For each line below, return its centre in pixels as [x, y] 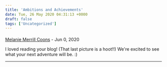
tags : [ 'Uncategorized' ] [31, 24]
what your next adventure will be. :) [42, 54]
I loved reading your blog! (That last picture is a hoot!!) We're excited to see [82, 49]
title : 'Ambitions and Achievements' [44, 10]
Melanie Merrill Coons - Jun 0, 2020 [42, 39]
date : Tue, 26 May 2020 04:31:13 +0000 [46, 14]
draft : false [19, 19]
